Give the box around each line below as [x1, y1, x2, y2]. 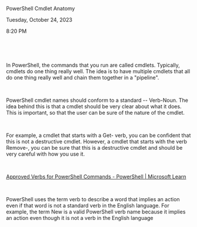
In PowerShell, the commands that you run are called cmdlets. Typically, [6, 61, 180, 68]
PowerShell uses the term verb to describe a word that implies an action [6, 196, 180, 202]
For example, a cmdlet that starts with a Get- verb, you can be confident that [6, 132, 191, 139]
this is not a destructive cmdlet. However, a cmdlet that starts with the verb [6, 138, 188, 145]
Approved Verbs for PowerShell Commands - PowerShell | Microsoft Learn [6, 173, 186, 180]
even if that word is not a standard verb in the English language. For [6, 202, 169, 209]
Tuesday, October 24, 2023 [6, 16, 73, 23]
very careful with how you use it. [6, 150, 85, 157]
